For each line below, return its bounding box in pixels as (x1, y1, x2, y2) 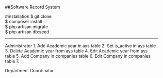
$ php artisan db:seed (5, 29, 49, 34)
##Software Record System (5, 4, 61, 10)
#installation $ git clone (5, 14, 52, 19)
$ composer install (5, 19, 42, 24)
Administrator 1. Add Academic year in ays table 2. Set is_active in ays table (5, 43, 156, 48)
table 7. (5, 58, 19, 64)
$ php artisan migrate (5, 24, 49, 30)
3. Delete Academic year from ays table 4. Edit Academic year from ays (5, 48, 148, 54)
